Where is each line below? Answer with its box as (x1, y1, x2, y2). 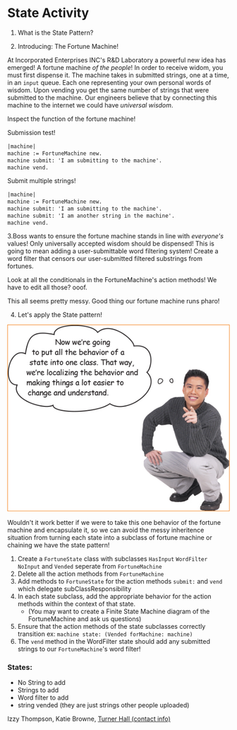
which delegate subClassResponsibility (17, 584, 132, 593)
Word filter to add (17, 693, 69, 702)
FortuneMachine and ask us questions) (28, 614, 142, 623)
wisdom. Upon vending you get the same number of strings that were (7, 86, 209, 94)
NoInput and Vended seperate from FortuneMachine (17, 562, 162, 570)
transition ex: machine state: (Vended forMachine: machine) (17, 630, 193, 638)
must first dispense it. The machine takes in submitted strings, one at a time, (7, 71, 229, 79)
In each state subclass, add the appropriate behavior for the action (17, 592, 212, 601)
